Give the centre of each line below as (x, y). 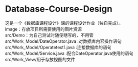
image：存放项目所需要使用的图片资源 (44, 29)
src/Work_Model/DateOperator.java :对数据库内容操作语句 (63, 41)
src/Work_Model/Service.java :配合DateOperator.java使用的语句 (69, 53)
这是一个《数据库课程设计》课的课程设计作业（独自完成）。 (64, 23)
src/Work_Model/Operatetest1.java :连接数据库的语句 (58, 47)
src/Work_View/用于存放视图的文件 (40, 59)
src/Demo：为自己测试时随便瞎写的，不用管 (49, 35)
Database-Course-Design (59, 9)
